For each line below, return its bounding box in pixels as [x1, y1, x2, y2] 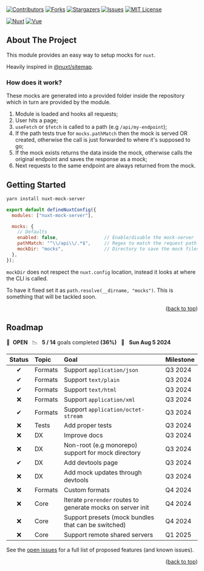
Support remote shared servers [63, 531, 154, 539]
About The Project [6, 35, 77, 46]
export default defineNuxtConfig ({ [6, 207, 97, 213]
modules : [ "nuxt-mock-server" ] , [12, 212, 94, 218]
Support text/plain [63, 376, 120, 384]
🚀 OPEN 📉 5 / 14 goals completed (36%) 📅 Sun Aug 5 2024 [6, 339, 171, 346]
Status [9, 356, 29, 364]
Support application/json [63, 365, 138, 374]
